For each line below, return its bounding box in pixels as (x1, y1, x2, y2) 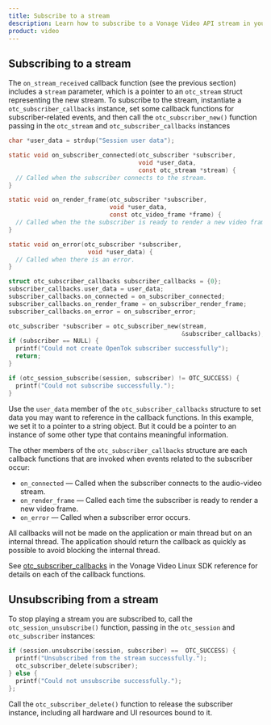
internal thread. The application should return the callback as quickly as (8, 536, 247, 546)
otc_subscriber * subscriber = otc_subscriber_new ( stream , (8, 322, 207, 330)
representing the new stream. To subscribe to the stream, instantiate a (8, 95, 242, 105)
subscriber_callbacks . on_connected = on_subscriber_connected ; (8, 292, 226, 301)
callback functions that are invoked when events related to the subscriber (8, 454, 252, 463)
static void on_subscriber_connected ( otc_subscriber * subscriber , (8, 151, 236, 160)
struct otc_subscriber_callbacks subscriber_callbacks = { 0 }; (8, 278, 222, 286)
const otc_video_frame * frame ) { (109, 211, 222, 219)
